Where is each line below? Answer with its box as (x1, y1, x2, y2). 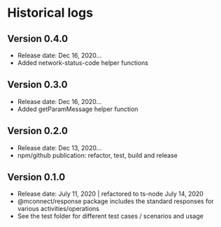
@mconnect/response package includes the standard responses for (17, 197, 215, 205)
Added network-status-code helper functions (17, 59, 149, 67)
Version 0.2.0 (7, 125, 69, 137)
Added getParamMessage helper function (17, 105, 138, 113)
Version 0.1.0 (7, 171, 66, 183)
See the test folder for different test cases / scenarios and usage (17, 212, 204, 221)
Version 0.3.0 (7, 79, 68, 91)
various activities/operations (17, 205, 100, 213)
